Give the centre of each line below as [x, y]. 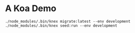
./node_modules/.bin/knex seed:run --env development [61, 25]
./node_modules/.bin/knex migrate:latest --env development [68, 21]
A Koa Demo [31, 8]
